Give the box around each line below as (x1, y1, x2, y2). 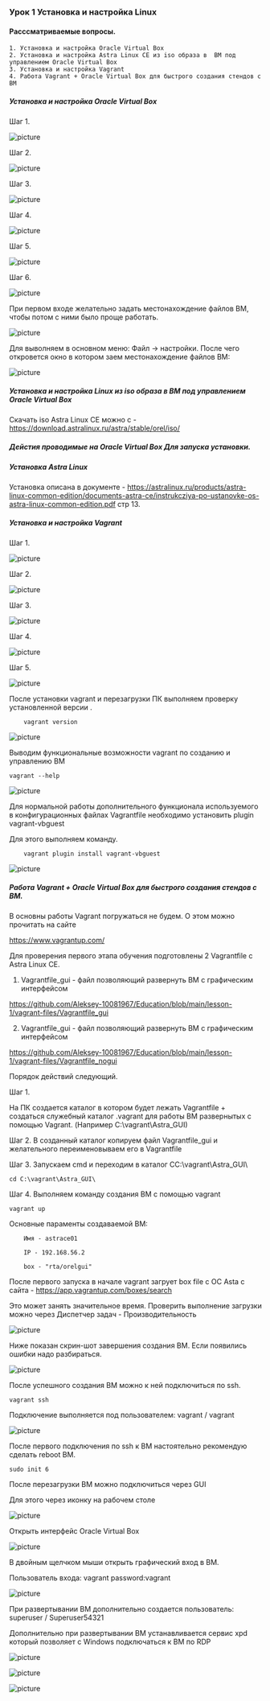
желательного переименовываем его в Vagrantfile (9, 1144, 182, 1154)
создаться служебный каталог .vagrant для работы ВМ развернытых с (9, 1111, 252, 1121)
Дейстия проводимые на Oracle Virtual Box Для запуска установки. (9, 442, 252, 451)
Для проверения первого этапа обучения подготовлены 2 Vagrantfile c (9, 951, 253, 961)
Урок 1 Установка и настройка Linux (9, 6, 157, 18)
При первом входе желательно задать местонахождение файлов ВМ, (9, 304, 249, 314)
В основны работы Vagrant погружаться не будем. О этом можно (9, 912, 235, 921)
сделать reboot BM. (9, 1450, 76, 1460)
